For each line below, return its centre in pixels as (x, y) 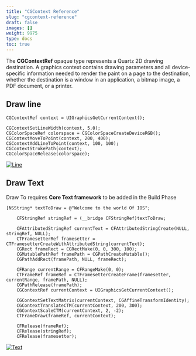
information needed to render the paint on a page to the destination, (109, 73)
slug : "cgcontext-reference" (42, 17)
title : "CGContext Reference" (43, 11)
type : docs (19, 39)
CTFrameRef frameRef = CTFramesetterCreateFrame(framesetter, (94, 274)
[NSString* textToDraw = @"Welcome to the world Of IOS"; (78, 208)
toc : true (18, 45)
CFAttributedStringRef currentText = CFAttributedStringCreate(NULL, (103, 228)
